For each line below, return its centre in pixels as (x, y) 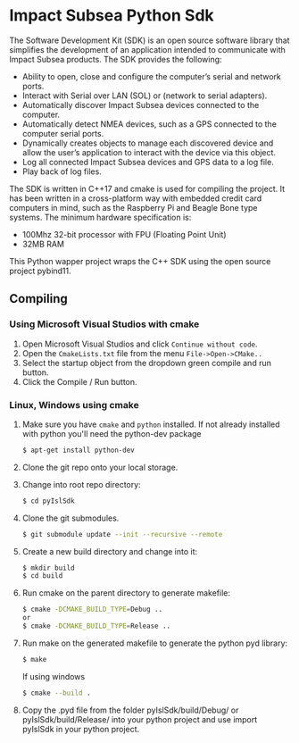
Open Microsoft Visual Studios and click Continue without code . (140, 344)
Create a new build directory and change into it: (110, 551)
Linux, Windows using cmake (75, 405)
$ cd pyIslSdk (48, 501)
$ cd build (42, 576)
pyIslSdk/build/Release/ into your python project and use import (140, 719)
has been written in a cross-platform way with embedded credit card (136, 198)
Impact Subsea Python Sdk (112, 16)
